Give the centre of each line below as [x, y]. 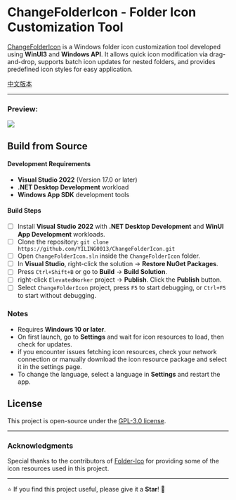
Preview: [23, 108]
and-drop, [22, 61]
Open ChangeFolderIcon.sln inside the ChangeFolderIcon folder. [109, 256]
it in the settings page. [50, 366]
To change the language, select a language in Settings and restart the [119, 374]
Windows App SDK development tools [73, 194]
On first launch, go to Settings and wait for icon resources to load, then [121, 337]
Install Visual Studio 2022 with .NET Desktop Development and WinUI [120, 227]
